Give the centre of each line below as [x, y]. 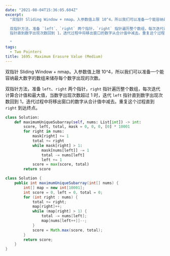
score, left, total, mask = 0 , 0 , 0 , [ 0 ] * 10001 [77, 127]
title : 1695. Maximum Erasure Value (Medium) [54, 56]
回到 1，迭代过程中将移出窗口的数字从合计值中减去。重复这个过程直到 [82, 101]
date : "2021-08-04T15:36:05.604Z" [42, 10]
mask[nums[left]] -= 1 [65, 150]
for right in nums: [44, 132]
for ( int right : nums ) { [51, 197]
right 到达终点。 [23, 107]
